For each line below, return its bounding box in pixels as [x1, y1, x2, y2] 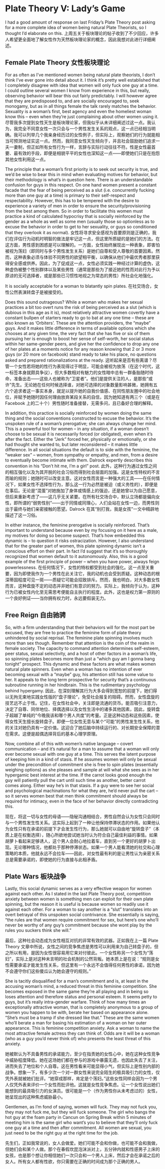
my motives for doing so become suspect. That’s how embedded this [5, 532, 145, 538]
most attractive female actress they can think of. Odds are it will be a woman [5, 1030, 160, 1036]
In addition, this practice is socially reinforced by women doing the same [5, 410, 152, 416]
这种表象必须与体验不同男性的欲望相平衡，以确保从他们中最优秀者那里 [13, 254, 156, 260]
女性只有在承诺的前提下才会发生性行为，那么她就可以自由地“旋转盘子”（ [9, 826, 156, 831]
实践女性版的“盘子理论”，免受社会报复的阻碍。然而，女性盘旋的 [30, 694, 160, 700]
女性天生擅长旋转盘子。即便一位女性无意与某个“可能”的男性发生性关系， [9, 718, 156, 724]
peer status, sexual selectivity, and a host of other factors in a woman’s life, [5, 650, 158, 656]
